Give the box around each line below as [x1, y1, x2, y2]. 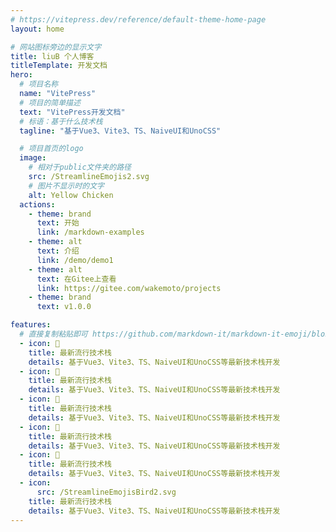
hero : [10, 70, 33, 80]
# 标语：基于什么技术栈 [19, 116, 103, 126]
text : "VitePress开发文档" [19, 107, 126, 117]
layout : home [10, 24, 65, 34]
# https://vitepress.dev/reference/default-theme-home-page [10, 14, 267, 25]
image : [19, 153, 47, 163]
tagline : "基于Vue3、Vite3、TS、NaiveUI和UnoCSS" [19, 126, 222, 136]
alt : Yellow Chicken [28, 190, 114, 200]
